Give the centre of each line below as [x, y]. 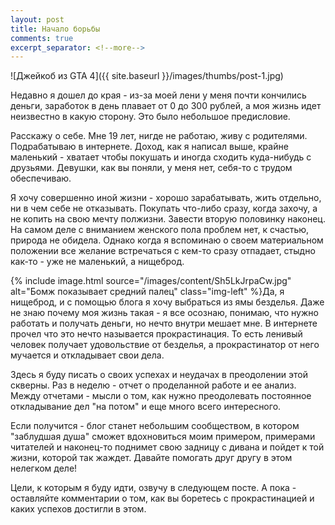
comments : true [42, 38]
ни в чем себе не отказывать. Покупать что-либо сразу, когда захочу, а [164, 208]
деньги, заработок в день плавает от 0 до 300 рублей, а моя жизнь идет [166, 106]
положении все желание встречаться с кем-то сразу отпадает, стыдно [163, 251]
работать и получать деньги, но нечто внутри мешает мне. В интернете [164, 323]
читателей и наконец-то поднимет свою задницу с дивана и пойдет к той [167, 447]
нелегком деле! [44, 468]
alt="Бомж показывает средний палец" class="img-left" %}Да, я [147, 292]
